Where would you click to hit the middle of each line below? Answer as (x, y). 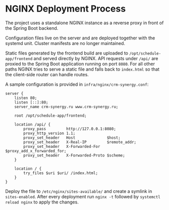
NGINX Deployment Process (66, 9)
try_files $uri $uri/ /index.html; (61, 173)
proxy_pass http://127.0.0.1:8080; (70, 129)
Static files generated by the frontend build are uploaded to (67, 53)
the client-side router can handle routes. (47, 74)
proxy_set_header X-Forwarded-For (62, 146)
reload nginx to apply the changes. (42, 202)
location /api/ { (33, 124)
